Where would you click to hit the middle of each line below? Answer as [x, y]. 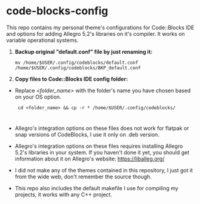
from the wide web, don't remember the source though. [83, 177]
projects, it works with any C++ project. [63, 194]
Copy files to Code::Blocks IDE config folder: [71, 79]
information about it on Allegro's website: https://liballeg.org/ [90, 159]
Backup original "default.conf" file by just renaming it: [84, 51]
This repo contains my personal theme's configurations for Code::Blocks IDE [100, 27]
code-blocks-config [57, 11]
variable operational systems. [42, 40]
